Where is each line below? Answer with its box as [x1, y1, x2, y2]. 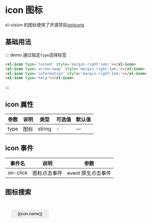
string [38, 125, 51, 132]
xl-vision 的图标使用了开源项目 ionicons [5, 22, 85, 28]
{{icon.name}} [17, 211, 43, 217]
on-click [7, 169, 28, 176]
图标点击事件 [32, 169, 63, 176]
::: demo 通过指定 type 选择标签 [5, 52, 67, 57]
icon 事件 [5, 144, 34, 153]
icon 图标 [5, 4, 43, 16]
